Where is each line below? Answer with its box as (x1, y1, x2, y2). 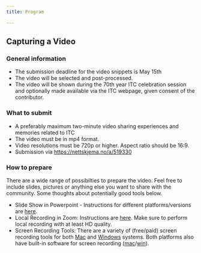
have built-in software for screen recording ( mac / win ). (14, 239, 149, 247)
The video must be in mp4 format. (14, 135, 100, 142)
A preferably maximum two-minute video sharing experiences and (14, 122, 179, 130)
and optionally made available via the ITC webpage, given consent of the (14, 87, 195, 95)
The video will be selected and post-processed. (14, 75, 133, 82)
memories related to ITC (14, 129, 75, 136)
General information (6, 54, 66, 63)
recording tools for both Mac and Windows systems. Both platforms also (14, 233, 194, 240)
